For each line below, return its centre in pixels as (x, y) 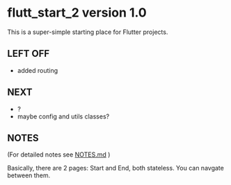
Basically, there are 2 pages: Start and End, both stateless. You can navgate (115, 168)
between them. (29, 175)
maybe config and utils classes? (63, 116)
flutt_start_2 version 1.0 (77, 13)
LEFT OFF (29, 54)
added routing (38, 70)
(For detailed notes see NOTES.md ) (59, 155)
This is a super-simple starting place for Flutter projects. (88, 32)
